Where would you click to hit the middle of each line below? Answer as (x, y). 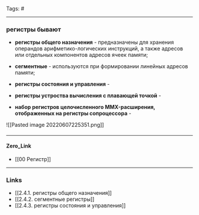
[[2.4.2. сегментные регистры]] (54, 199)
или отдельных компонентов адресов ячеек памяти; (81, 55)
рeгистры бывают (33, 29)
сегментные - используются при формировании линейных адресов (101, 66)
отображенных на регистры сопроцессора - (73, 113)
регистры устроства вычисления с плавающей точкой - (88, 96)
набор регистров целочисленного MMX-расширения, (85, 107)
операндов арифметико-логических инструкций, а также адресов (99, 49)
